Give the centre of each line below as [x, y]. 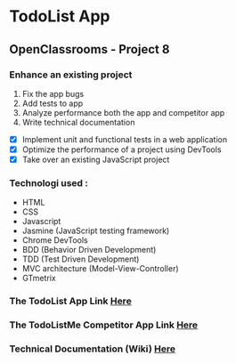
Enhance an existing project [71, 75]
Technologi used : [49, 182]
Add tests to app [53, 103]
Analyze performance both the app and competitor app [123, 112]
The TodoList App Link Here [70, 302]
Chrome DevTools [55, 240]
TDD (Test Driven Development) [81, 259]
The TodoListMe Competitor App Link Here [104, 325]
